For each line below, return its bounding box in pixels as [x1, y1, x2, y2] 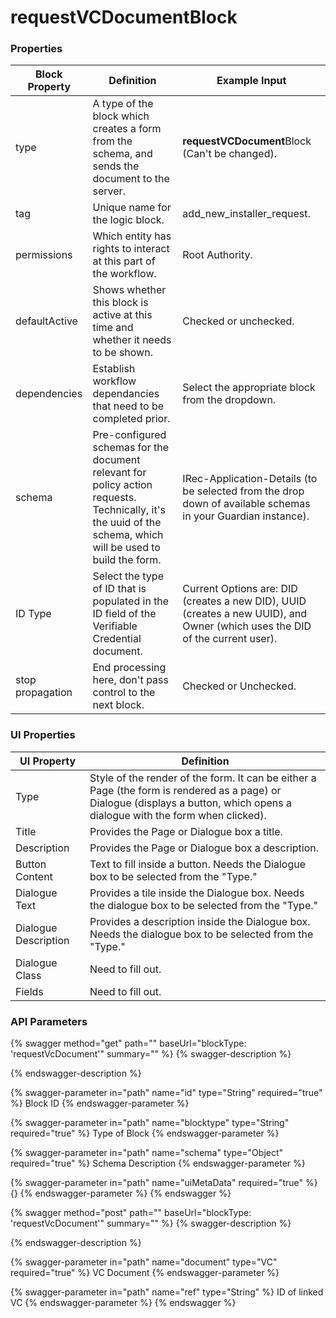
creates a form [92, 122, 162, 136]
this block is [92, 296, 149, 310]
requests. [92, 491, 137, 505]
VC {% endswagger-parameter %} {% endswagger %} [10, 1297, 237, 1309]
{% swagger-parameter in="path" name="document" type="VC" [10, 1256, 278, 1268]
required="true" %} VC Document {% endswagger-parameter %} [10, 1267, 280, 1279]
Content [15, 869, 53, 883]
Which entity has [92, 229, 172, 243]
